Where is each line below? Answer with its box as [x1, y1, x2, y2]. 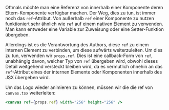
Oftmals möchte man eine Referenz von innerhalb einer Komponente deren [5, 5, 163, 10]
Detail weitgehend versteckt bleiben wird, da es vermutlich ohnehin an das [5, 64, 163, 69]
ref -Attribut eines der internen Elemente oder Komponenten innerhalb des [5, 69, 162, 75]
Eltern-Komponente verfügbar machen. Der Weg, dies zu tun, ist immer [5, 10, 156, 16]
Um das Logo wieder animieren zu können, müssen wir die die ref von [5, 84, 153, 90]
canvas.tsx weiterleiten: [5, 90, 56, 96]
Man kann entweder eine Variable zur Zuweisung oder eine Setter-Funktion [5, 26, 164, 32]
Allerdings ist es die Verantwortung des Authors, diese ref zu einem [5, 42, 149, 48]
